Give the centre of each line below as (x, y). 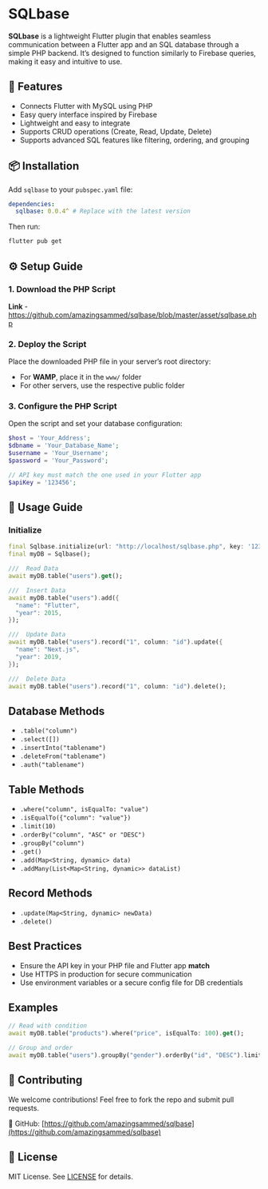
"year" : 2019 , (39, 656)
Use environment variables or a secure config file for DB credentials (131, 982)
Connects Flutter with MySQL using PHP (86, 106)
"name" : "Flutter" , (48, 605)
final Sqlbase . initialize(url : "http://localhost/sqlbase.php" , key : (126, 547)
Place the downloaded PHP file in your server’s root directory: (110, 361)
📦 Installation (44, 166)
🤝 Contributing (45, 1080)
